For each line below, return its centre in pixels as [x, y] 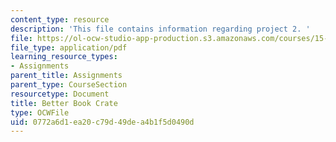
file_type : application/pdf [69, 47]
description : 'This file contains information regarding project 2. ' [160, 29]
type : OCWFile [40, 112]
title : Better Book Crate [64, 103]
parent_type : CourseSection [69, 85]
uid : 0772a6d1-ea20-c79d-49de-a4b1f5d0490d [102, 122]
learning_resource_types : [64, 57]
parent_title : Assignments [66, 76]
